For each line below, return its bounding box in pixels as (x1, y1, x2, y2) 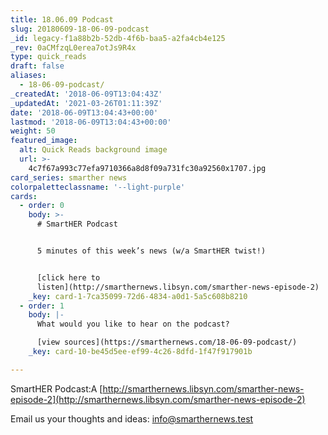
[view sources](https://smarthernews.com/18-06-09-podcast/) (36, 337, 298, 348)
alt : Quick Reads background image (19, 145, 168, 155)
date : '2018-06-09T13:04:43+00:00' (10, 107, 159, 118)
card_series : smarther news (10, 172, 128, 183)
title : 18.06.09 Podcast (10, 14, 114, 25)
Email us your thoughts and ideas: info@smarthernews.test (10, 412, 254, 425)
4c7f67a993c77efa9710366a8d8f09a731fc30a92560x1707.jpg (28, 163, 267, 173)
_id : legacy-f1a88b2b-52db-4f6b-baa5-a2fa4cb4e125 (10, 33, 226, 43)
